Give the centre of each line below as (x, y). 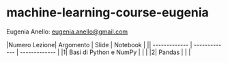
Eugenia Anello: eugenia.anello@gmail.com (67, 32)
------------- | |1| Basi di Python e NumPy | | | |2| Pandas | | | (105, 52)
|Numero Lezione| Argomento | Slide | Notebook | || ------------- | (99, 45)
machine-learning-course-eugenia (108, 13)
